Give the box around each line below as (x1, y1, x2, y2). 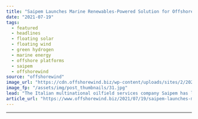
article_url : (6, 96, 38, 101)
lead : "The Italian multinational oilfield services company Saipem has (6, 90, 189, 96)
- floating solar (11, 36, 54, 42)
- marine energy (11, 52, 51, 58)
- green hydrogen (11, 47, 54, 53)
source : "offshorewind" (6, 74, 65, 80)
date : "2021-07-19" (6, 14, 54, 20)
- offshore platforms (11, 57, 65, 63)
